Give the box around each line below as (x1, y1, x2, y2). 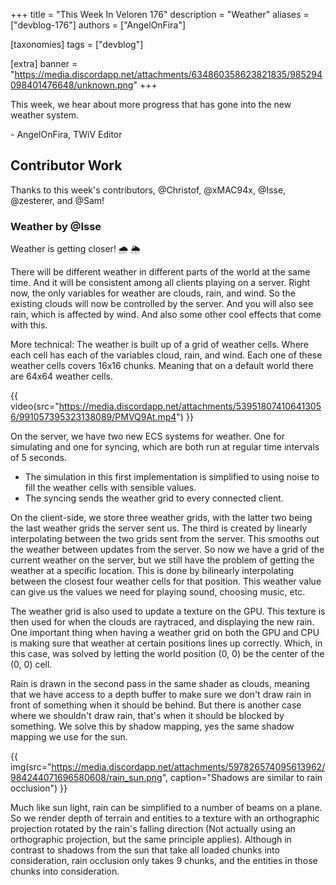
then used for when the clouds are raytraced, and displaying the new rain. (10, 616, 315, 628)
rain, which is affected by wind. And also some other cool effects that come (10, 309, 322, 321)
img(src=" (10, 761, 52, 773)
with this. (10, 319, 48, 331)
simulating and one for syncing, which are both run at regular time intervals (10, 441, 320, 453)
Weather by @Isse (10, 219, 102, 233)
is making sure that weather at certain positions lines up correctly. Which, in (10, 637, 323, 649)
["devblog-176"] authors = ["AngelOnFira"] (10, 19, 187, 31)
